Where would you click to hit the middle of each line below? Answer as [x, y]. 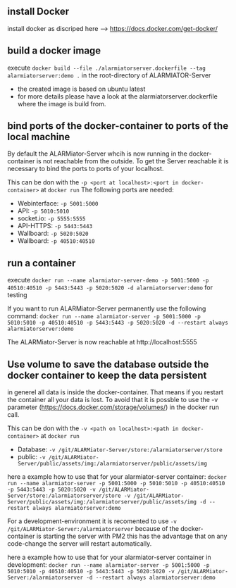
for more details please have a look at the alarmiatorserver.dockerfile [118, 96]
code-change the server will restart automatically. [80, 544]
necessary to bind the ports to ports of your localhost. [86, 169]
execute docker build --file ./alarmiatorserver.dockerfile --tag [106, 68]
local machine [39, 137]
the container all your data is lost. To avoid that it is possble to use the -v [113, 400]
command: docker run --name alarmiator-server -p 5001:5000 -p [104, 316]
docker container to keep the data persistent [107, 375]
